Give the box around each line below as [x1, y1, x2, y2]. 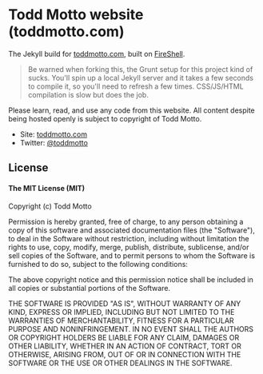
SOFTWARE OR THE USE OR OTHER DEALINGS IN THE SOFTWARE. [8, 358, 233, 368]
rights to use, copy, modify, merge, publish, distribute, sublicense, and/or [8, 242, 249, 252]
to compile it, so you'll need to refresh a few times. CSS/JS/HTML [27, 82, 244, 91]
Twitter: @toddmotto [19, 137, 88, 147]
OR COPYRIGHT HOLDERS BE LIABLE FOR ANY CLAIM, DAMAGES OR [8, 332, 240, 342]
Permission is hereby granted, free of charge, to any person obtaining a [8, 217, 244, 226]
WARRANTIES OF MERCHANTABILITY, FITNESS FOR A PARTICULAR [8, 316, 234, 325]
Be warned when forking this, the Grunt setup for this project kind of [27, 64, 253, 74]
